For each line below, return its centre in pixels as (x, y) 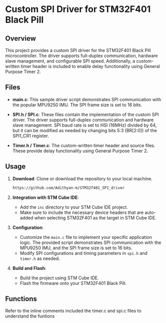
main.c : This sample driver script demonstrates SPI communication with (87, 99)
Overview (21, 38)
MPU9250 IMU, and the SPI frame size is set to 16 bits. (76, 248)
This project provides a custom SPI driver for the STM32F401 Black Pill (78, 50)
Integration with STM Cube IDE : (45, 197)
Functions (21, 299)
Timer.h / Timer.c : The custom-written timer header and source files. (84, 145)
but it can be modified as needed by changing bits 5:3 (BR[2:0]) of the (85, 130)
